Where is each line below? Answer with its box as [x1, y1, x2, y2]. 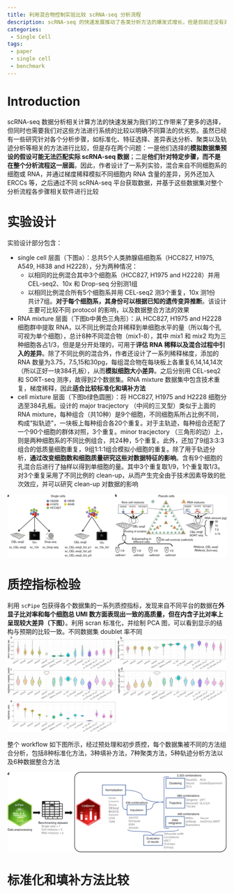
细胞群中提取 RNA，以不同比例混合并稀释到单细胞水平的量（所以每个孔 [17, 323, 221, 331]
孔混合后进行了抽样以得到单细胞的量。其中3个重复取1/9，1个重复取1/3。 [17, 462, 224, 470]
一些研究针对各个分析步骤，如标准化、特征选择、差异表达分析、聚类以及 [13, 134, 221, 143]
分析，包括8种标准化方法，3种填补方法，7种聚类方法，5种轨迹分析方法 [13, 749, 217, 757]
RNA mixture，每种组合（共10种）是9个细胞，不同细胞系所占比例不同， [17, 410, 223, 418]
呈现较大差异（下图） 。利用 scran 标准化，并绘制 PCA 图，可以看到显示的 [7, 619, 217, 627]
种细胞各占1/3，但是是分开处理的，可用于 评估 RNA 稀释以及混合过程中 [17, 340, 219, 348]
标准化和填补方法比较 [7, 872, 130, 888]
